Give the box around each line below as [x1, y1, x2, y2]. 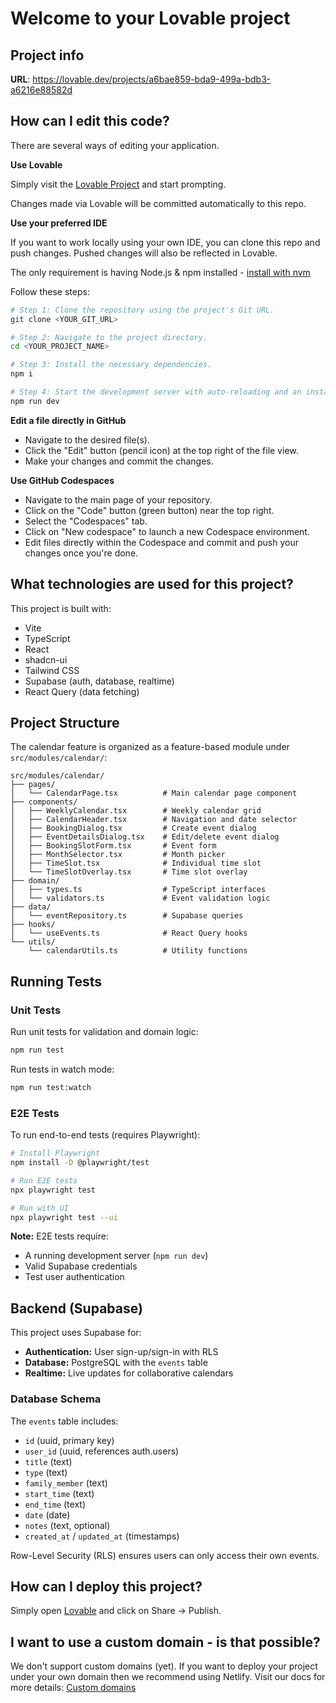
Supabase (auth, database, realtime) [24, 675, 175, 687]
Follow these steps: [10, 285, 90, 297]
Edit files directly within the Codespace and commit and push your [24, 536, 299, 548]
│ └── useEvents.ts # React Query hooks [10, 928, 248, 939]
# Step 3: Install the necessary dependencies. [10, 360, 213, 370]
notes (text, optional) [24, 1519, 111, 1531]
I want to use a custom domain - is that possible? [10, 1633, 321, 1651]
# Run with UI [10, 1203, 70, 1213]
